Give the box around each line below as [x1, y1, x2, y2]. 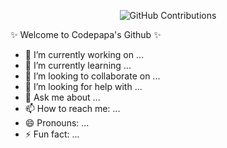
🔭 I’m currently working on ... [24, 49, 144, 60]
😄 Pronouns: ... [24, 117, 90, 129]
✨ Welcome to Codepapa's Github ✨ [10, 29, 162, 40]
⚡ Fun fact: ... [24, 128, 80, 140]
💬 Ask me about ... [24, 91, 101, 103]
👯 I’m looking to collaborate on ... [24, 70, 161, 82]
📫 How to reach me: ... [24, 103, 121, 114]
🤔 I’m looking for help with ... [24, 81, 143, 92]
